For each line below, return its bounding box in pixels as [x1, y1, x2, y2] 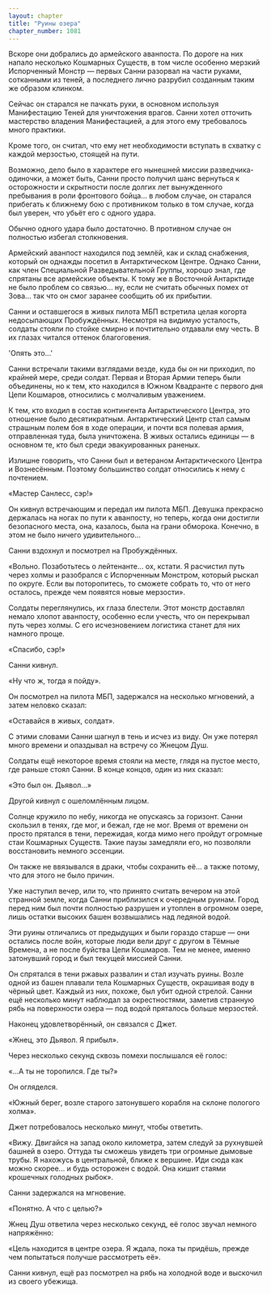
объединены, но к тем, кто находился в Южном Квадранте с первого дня [8, 382, 264, 391]
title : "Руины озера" [8, 19, 82, 28]
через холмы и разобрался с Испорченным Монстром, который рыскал [8, 570, 259, 580]
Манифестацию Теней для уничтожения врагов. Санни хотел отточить [8, 108, 252, 117]
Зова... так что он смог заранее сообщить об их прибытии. [8, 291, 213, 301]
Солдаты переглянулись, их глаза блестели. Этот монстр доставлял [8, 603, 245, 613]
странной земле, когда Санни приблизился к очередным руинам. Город [8, 895, 259, 904]
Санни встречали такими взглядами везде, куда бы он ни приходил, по [8, 364, 256, 374]
